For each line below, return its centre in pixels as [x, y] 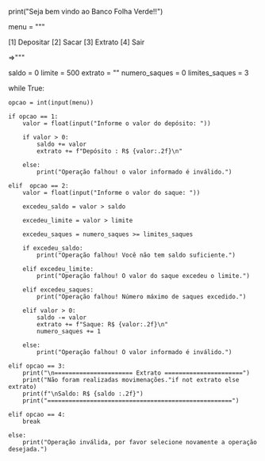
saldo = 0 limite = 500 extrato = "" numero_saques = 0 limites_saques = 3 [129, 73]
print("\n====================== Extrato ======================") [136, 373]
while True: [27, 88]
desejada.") [28, 449]
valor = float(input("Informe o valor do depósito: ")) [117, 124]
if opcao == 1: [33, 116]
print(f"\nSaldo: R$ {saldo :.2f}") [83, 394]
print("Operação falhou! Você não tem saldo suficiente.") [136, 255]
